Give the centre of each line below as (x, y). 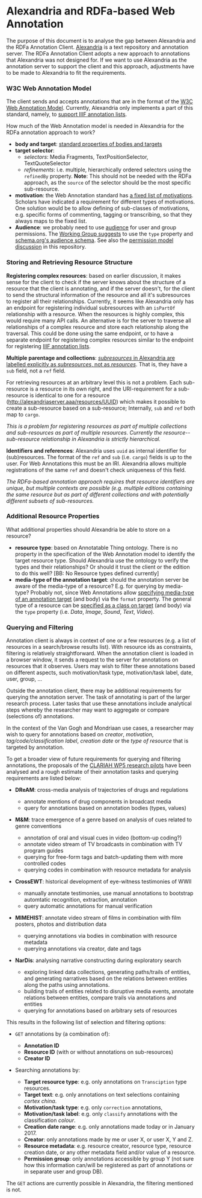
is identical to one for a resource (70, 395)
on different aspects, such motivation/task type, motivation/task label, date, (100, 673)
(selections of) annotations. (40, 716)
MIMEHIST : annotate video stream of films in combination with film (98, 918)
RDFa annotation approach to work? (51, 132)
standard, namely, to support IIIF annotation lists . (67, 114)
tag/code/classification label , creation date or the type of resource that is (97, 741)
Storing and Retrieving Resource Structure (70, 263)
